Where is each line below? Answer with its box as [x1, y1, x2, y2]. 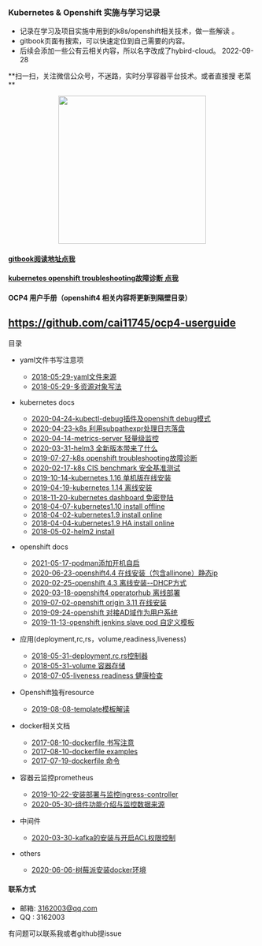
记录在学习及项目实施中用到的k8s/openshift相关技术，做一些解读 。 [19, 26, 239, 36]
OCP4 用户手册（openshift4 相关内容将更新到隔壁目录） [8, 294, 192, 303]
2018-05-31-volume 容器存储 [31, 660, 126, 670]
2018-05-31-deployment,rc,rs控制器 [31, 651, 148, 660]
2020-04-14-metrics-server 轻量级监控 [31, 433, 159, 443]
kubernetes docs [19, 397, 75, 407]
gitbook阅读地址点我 [8, 254, 76, 264]
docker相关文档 [19, 720, 71, 731]
